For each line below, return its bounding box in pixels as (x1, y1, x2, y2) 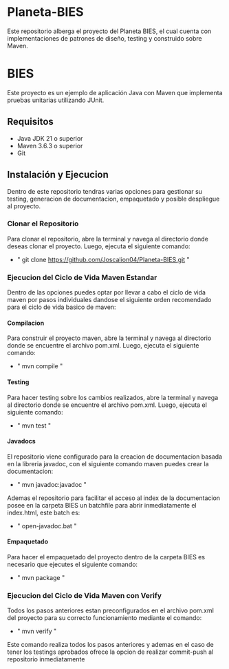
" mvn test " (17, 421, 52, 430)
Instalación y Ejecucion (7, 169, 109, 181)
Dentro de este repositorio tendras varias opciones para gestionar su (7, 187, 203, 195)
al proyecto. (7, 201, 41, 210)
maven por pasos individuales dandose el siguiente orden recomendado (7, 296, 212, 304)
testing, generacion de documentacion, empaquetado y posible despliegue (7, 194, 220, 203)
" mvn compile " (17, 362, 63, 370)
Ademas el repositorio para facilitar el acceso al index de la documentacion (7, 494, 221, 502)
